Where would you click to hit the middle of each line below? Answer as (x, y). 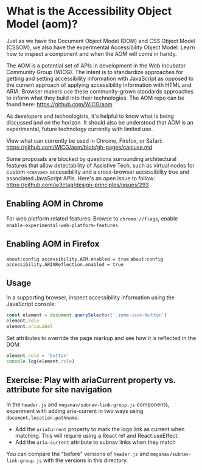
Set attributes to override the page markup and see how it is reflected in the (101, 338)
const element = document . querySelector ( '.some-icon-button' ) (87, 315)
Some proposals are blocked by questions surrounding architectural (91, 158)
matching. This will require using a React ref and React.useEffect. (97, 435)
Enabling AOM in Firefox (53, 244)
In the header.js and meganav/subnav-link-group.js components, (88, 404)
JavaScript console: (31, 304)
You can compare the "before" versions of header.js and (78, 454)
